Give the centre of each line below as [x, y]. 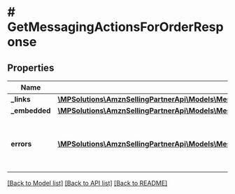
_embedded [31, 111]
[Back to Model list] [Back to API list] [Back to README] [87, 183]
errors [21, 144]
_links [21, 99]
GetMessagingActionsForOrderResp [115, 27]
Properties [31, 68]
